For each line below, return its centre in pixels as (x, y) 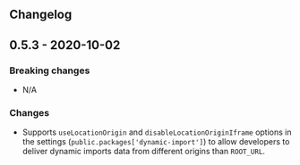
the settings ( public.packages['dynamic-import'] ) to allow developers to (156, 142)
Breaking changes (50, 70)
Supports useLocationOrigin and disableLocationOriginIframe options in (157, 132)
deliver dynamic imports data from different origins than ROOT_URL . (144, 152)
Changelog (41, 15)
